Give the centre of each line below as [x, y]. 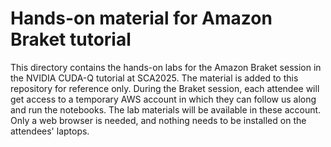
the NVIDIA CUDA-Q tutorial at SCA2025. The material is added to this [154, 78]
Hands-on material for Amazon [141, 18]
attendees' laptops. [50, 131]
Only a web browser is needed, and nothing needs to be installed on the [158, 120]
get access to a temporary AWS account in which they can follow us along [163, 99]
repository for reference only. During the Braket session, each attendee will [165, 88]
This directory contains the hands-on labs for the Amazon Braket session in [166, 67]
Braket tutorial [71, 39]
